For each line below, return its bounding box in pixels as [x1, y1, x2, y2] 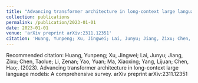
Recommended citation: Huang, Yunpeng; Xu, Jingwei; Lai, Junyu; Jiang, [6, 52, 183, 58]
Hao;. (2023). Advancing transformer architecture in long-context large [6, 64, 179, 71]
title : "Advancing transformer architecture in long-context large [6, 8, 176, 15]
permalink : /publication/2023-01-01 [6, 19, 96, 25]
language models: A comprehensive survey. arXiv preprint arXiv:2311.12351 [6, 71, 188, 77]
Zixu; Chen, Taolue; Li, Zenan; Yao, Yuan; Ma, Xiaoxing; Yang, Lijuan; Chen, [6, 58, 189, 65]
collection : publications [6, 14, 70, 20]
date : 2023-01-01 [6, 25, 49, 31]
